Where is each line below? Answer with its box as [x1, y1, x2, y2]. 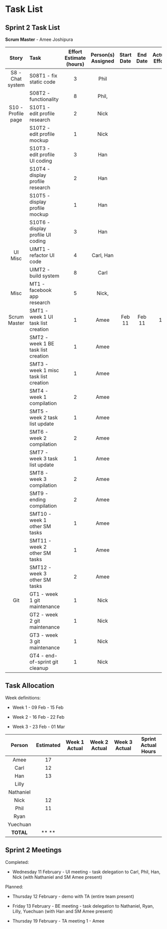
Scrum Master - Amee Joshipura [5, 36, 73, 42]
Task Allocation [5, 681, 55, 690]
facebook [29, 287, 52, 293]
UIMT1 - [29, 246, 51, 252]
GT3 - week [29, 632, 58, 639]
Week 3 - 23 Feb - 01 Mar [12, 724, 65, 730]
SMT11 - [29, 537, 52, 544]
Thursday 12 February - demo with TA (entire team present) [12, 893, 134, 899]
